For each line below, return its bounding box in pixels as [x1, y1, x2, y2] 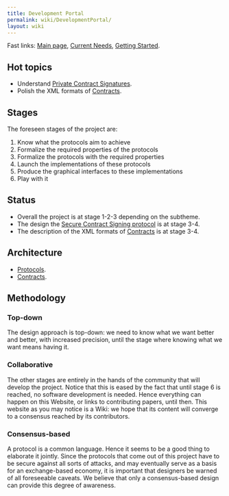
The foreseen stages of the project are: [7, 125, 118, 133]
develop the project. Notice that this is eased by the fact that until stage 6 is [7, 383, 221, 391]
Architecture [7, 247, 63, 259]
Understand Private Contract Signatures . [16, 79, 132, 88]
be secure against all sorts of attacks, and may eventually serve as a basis [7, 459, 217, 467]
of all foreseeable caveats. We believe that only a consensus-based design [7, 473, 219, 482]
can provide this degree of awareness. [7, 481, 117, 489]
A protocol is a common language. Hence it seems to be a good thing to [7, 445, 210, 453]
